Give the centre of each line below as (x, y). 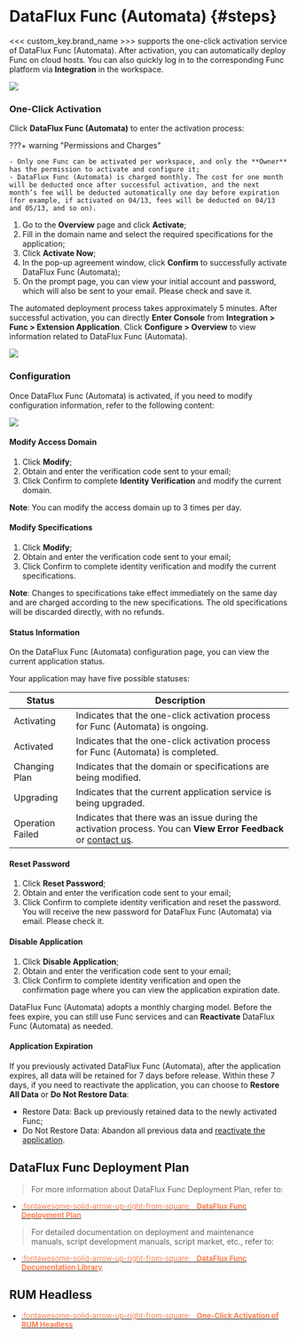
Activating (35, 721)
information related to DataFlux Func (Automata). (98, 337)
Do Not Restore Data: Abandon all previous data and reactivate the (144, 1130)
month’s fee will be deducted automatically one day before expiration (144, 193)
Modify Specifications (51, 528)
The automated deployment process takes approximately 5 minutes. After (143, 308)
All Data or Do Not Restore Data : (69, 1094)
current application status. (57, 661)
